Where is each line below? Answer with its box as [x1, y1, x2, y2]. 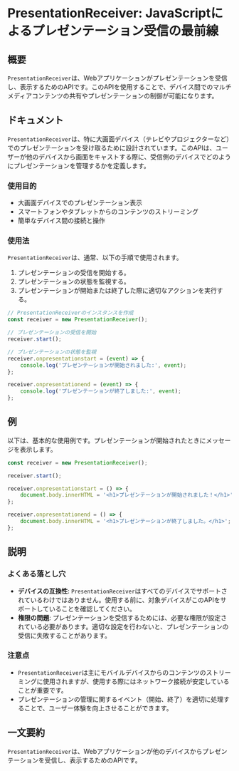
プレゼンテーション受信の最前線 [31, 23, 219, 39]
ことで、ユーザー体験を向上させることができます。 [23, 703, 173, 712]
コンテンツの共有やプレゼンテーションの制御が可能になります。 [31, 92, 218, 100]
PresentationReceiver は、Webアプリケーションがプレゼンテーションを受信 [7, 74, 228, 82]
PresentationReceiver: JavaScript [7, 5, 211, 21]
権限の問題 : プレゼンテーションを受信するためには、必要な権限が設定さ [17, 613, 228, 622]
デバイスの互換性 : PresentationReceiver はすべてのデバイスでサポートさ [17, 586, 228, 595]
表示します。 [19, 445, 57, 453]
